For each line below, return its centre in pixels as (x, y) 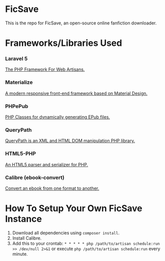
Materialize (19, 82)
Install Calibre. (27, 238)
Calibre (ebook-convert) (35, 177)
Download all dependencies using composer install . (66, 233)
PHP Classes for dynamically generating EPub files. (58, 117)
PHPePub (17, 106)
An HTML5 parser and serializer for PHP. (47, 164)
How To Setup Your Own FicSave (74, 208)
